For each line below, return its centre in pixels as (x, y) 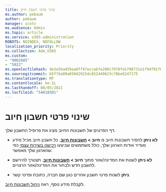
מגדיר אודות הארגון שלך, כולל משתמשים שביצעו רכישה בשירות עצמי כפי (79, 145)
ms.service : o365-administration (40, 38)
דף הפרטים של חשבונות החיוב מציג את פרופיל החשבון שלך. (61, 130)
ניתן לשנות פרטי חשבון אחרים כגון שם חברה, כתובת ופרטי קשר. (71, 175)
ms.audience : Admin (25, 28)
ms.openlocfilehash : (26, 70)
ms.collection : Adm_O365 (31, 51)
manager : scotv (21, 23)
